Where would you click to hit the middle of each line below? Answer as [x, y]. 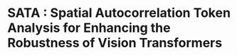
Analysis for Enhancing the [89, 28]
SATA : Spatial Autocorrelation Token [119, 13]
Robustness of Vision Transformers [115, 43]
